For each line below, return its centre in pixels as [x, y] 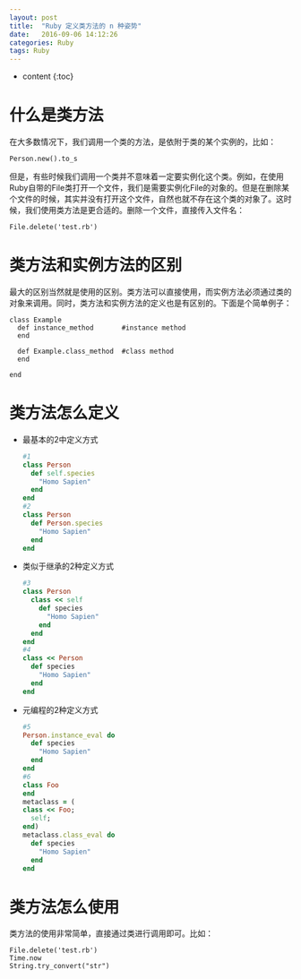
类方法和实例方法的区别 [96, 266]
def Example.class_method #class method [96, 351]
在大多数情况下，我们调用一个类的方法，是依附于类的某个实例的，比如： [142, 142]
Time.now [26, 958]
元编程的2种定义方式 [60, 709]
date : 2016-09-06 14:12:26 [64, 34]
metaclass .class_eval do [69, 835]
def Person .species [67, 523]
